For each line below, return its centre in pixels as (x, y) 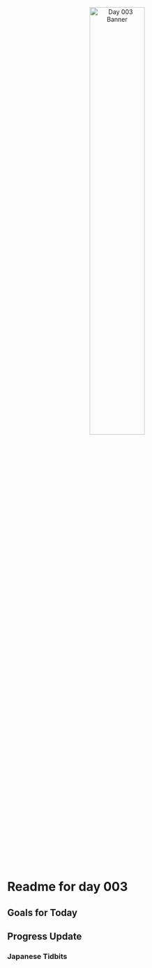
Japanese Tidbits (37, 956)
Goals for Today (43, 912)
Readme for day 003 (68, 887)
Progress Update (45, 936)
